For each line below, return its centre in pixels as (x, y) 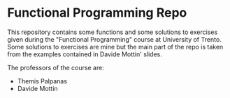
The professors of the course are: (56, 67)
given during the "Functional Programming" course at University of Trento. (114, 39)
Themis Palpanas (42, 81)
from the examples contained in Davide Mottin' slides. (85, 54)
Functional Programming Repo (97, 13)
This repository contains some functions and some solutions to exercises (113, 32)
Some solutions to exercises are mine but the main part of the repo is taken (115, 47)
